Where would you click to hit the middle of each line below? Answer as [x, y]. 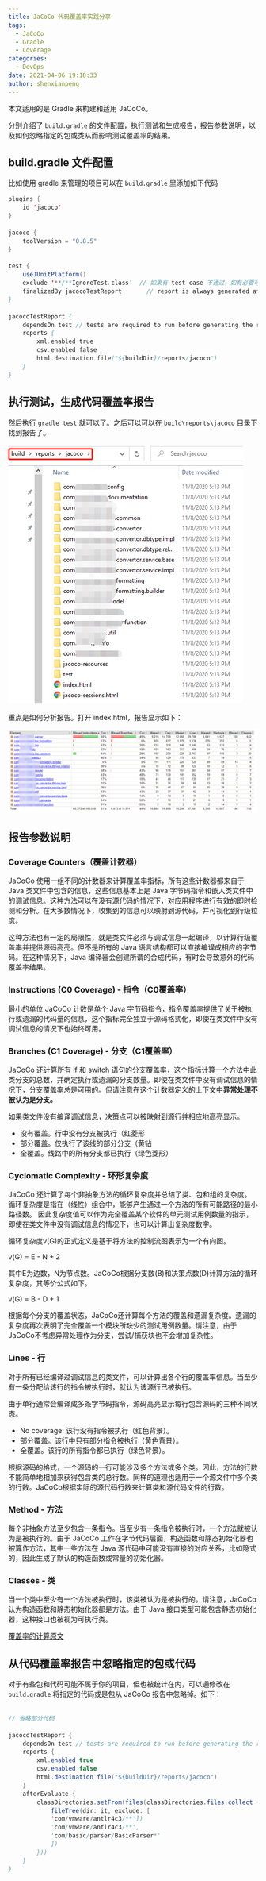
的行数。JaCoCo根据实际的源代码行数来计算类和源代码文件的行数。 [119, 1487]
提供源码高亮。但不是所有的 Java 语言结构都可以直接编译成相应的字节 [143, 947]
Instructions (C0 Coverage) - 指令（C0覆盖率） [100, 990]
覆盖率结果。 [29, 967]
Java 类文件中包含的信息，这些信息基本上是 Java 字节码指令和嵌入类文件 [127, 891]
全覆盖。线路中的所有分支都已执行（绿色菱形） [96, 1153]
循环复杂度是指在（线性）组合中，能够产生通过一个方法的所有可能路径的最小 [133, 1205]
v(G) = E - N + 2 [34, 1257]
